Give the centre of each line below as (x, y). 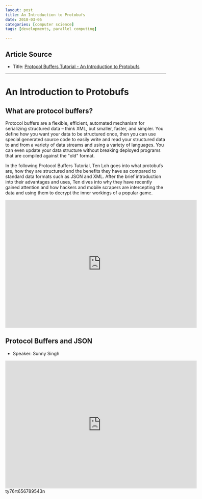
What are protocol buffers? (49, 111)
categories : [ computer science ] (40, 24)
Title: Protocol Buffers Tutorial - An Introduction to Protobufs (76, 66)
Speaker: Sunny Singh (36, 353)
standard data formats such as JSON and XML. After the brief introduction (83, 176)
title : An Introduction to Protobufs (45, 15)
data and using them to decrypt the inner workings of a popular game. (79, 193)
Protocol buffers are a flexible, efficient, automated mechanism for (75, 123)
